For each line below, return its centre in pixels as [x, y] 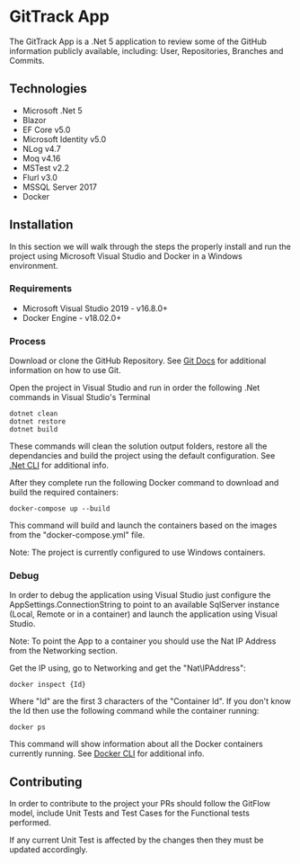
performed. [30, 823]
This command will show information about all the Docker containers [136, 744]
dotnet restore [38, 422]
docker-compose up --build [60, 509]
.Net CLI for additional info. [59, 466]
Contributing [46, 782]
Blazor [34, 120]
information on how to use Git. [65, 370]
